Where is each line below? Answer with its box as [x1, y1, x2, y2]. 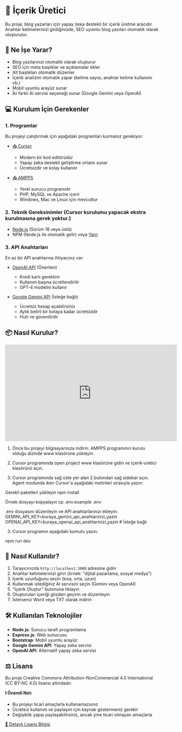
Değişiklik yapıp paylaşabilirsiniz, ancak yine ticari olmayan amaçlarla [12, 712, 153, 718]
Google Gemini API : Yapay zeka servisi [12, 643, 92, 648]
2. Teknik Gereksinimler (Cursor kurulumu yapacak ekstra [5, 209, 146, 216]
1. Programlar [5, 122, 38, 129]
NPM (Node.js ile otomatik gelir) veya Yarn [12, 231, 98, 237]
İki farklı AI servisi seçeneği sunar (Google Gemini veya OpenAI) [12, 90, 142, 96]
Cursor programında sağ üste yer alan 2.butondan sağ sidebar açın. [12, 475, 149, 480]
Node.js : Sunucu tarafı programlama [12, 627, 87, 633]
